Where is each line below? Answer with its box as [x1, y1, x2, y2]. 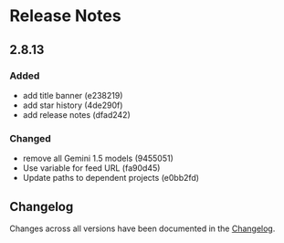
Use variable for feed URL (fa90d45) [22, 163, 161, 174]
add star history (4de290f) [22, 100, 123, 111]
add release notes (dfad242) [22, 109, 131, 120]
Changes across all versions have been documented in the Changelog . [9, 223, 276, 234]
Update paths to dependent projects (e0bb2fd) [22, 173, 199, 184]
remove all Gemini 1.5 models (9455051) [22, 153, 174, 164]
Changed [9, 132, 52, 144]
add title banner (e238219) [22, 90, 123, 100]
